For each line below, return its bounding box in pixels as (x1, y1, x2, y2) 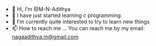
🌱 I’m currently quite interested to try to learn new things (11, 18, 150, 25)
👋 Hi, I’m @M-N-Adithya (11, 6, 71, 12)
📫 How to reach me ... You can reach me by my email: (11, 25, 145, 32)
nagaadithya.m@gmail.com (11, 33, 79, 40)
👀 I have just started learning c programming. (11, 12, 123, 19)
